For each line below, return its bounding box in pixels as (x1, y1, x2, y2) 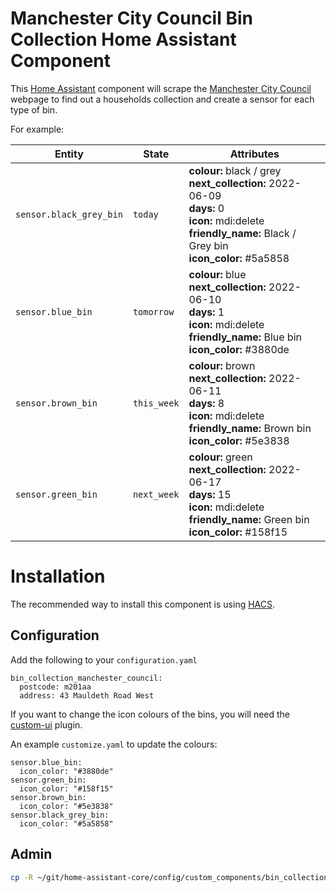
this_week (132, 397, 180, 409)
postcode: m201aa (19, 682, 92, 692)
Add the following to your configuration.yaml (10, 653, 198, 666)
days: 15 (188, 487, 232, 501)
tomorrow (132, 306, 175, 317)
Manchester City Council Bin (10, 7, 253, 30)
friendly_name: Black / (188, 226, 297, 240)
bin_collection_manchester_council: (10, 673, 163, 683)
